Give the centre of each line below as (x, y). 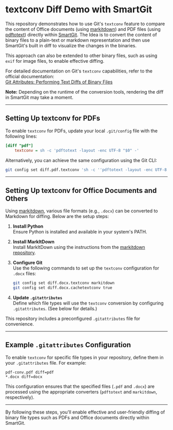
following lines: (21, 136)
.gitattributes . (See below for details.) (55, 308)
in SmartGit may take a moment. (39, 97)
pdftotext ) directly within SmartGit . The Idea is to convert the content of (81, 34)
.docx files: (24, 274)
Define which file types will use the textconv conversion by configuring (88, 303)
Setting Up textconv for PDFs (53, 119)
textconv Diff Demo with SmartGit (79, 10)
